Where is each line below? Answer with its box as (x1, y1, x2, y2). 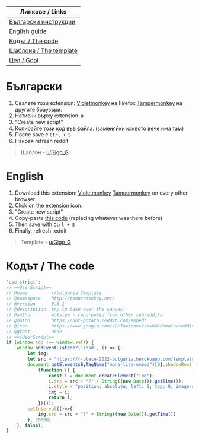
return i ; (48, 395, 73, 401)
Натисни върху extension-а (14, 112, 84, 119)
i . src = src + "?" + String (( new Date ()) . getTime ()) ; (48, 378, 184, 384)
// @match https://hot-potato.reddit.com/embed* (6, 317, 147, 323)
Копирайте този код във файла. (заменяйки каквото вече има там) (14, 125, 184, 132)
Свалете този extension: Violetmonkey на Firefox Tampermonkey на (14, 99, 182, 106)
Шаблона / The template (9, 47, 78, 55)
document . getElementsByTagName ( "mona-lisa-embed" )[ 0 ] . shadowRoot (27, 361, 192, 367)
